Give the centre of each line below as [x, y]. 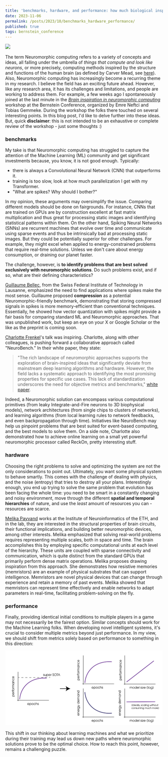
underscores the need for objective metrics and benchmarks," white [88, 384]
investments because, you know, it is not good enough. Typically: [72, 161]
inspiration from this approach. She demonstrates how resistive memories [81, 566]
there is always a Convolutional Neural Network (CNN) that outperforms [86, 171]
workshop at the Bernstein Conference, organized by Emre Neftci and [77, 105]
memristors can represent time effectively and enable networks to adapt [79, 587]
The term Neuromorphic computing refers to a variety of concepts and [78, 57]
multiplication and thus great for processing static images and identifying [80, 218]
